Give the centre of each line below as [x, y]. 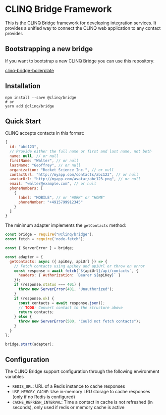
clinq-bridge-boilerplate [30, 70]
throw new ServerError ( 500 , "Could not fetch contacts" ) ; [79, 321]
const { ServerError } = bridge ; [40, 248]
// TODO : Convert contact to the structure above [70, 308]
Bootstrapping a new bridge [49, 49]
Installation [23, 86]
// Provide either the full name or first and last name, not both [81, 152]
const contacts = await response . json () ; [62, 303]
